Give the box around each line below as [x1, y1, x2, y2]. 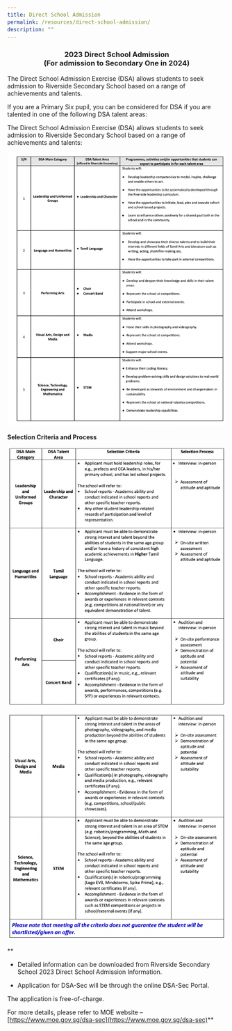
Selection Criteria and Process [7, 433, 97, 441]
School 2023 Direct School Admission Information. [17, 968, 163, 976]
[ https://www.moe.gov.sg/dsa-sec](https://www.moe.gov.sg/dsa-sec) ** [7, 1016, 214, 1024]
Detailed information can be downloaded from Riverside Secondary [17, 961, 210, 969]
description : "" [7, 26, 54, 33]
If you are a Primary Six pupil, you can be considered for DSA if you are [7, 102, 211, 111]
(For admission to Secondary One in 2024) [44, 58, 190, 68]
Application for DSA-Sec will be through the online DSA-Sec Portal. [17, 982, 210, 990]
